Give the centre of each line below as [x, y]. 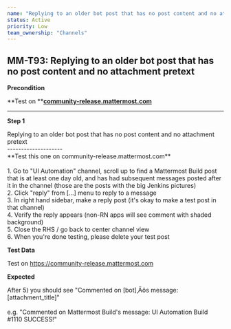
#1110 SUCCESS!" [32, 319]
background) [25, 222]
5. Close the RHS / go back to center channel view [78, 230]
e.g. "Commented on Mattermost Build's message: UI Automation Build [108, 312]
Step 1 [16, 121]
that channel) [26, 208]
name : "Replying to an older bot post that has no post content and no [112, 13]
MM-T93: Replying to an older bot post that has [111, 60]
